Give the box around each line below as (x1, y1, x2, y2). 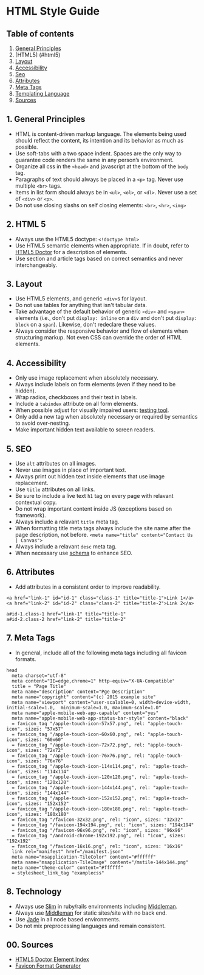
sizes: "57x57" (25, 726, 64, 732)
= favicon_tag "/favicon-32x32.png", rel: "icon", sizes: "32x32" (12, 817, 183, 823)
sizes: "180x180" (25, 811, 69, 817)
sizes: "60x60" (25, 736, 64, 743)
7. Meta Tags (6, 633, 55, 643)
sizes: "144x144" (25, 790, 69, 796)
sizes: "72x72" (25, 747, 64, 753)
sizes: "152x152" (25, 800, 69, 807)
